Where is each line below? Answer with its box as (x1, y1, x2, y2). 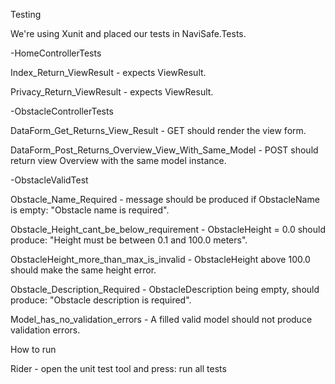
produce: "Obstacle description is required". (10, 294, 192, 306)
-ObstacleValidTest (10, 174, 89, 186)
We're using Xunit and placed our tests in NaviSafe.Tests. (10, 28, 247, 39)
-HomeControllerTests (10, 47, 102, 59)
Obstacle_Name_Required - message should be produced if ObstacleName (10, 194, 320, 205)
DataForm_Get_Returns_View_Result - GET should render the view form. (10, 125, 307, 136)
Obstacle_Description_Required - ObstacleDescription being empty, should (10, 284, 320, 295)
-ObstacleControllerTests (10, 105, 114, 117)
